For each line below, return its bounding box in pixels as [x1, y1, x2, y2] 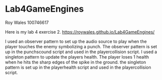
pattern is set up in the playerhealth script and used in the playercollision [5, 64, 151, 70]
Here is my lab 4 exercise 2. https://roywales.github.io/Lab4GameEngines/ [5, 29, 155, 35]
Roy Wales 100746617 [5, 20, 49, 25]
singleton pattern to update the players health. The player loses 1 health [5, 54, 149, 60]
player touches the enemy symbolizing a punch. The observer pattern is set [5, 43, 157, 49]
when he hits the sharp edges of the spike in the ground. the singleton [5, 59, 146, 65]
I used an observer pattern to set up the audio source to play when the [5, 38, 147, 44]
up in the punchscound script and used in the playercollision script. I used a [5, 49, 157, 55]
